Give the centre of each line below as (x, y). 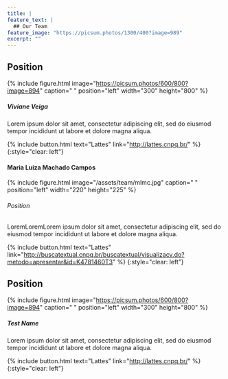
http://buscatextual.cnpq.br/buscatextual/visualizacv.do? (104, 255)
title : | (20, 13)
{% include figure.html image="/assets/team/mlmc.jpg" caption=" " (102, 183)
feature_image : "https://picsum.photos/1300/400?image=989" (95, 33)
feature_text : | (30, 20)
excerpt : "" (24, 39)
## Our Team (31, 26)
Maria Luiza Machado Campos (52, 167)
